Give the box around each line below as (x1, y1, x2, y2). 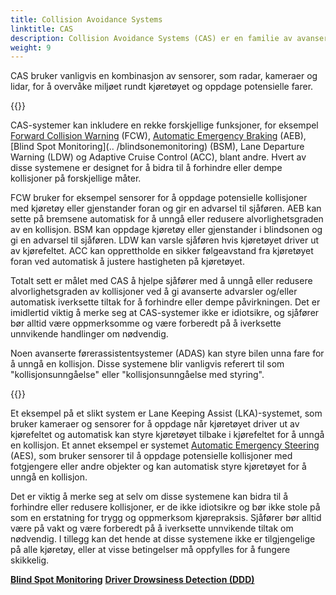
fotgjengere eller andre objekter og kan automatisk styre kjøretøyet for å (10, 461, 307, 473)
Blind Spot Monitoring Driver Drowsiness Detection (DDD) (10, 574, 255, 586)
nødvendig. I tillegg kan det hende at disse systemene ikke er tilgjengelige (10, 533, 316, 545)
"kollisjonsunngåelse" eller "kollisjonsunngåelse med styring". (10, 369, 265, 381)
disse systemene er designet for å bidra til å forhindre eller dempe (10, 162, 283, 174)
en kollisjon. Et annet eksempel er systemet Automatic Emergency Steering (10, 439, 320, 451)
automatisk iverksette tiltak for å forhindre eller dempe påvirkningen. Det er (10, 296, 321, 308)
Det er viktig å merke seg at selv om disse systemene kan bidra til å (10, 491, 289, 503)
